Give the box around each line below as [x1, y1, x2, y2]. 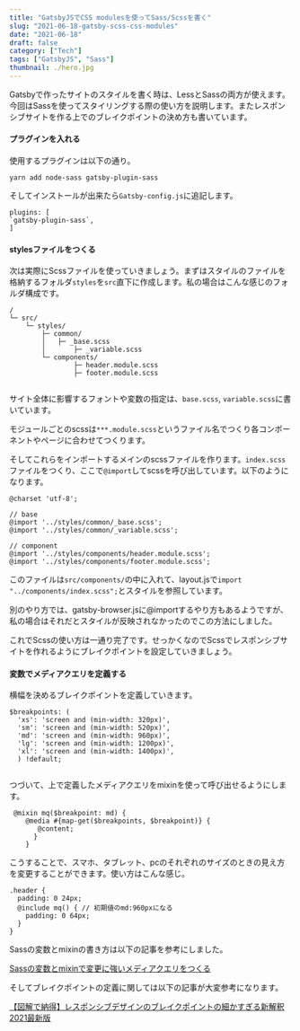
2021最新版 [9, 1012, 51, 1024]
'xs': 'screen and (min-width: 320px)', [17, 716, 171, 725]
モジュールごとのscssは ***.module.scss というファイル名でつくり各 [9, 424, 260, 435]
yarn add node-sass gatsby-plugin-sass [9, 173, 159, 182]
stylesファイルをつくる [9, 243, 96, 254]
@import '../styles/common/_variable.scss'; [9, 526, 179, 535]
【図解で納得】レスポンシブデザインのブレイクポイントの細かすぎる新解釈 [9, 1001, 285, 1012]
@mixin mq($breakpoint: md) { [13, 809, 127, 818]
